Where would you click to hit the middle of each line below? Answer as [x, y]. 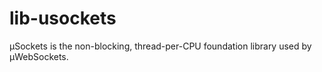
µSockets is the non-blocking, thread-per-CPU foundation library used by [160, 46]
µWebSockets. [39, 56]
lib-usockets [63, 18]
